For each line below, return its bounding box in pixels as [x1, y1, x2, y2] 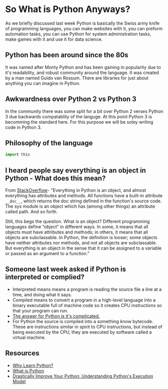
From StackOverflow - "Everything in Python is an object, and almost [5, 187, 146, 193]
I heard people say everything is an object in [5, 166, 146, 175]
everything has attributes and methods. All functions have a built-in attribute [5, 193, 163, 199]
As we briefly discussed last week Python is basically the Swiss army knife [5, 20, 159, 26]
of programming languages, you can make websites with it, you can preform [5, 25, 163, 31]
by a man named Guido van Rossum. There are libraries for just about [5, 74, 149, 81]
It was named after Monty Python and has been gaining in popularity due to [5, 64, 161, 70]
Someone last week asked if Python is [5, 265, 126, 274]
